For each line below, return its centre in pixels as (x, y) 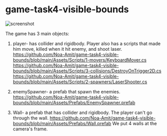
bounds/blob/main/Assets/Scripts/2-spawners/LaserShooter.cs (80, 82)
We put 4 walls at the (135, 123)
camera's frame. (30, 129)
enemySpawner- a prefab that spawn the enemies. (67, 91)
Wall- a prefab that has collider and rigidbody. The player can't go (82, 112)
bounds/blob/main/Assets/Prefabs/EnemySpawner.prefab (74, 102)
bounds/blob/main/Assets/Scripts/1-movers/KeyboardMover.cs (80, 60)
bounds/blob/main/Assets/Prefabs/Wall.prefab (62, 123)
